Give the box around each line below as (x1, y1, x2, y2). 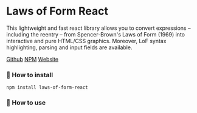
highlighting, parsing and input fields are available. (6, 44, 133, 51)
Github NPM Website (6, 55, 59, 63)
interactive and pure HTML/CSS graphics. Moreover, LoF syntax (6, 37, 167, 44)
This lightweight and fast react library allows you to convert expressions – (6, 24, 191, 32)
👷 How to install (6, 70, 54, 79)
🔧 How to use (6, 98, 46, 107)
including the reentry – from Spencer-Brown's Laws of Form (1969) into (6, 30, 185, 38)
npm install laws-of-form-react (6, 84, 88, 91)
